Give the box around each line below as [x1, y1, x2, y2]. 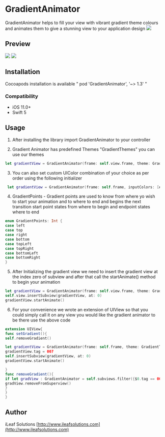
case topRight [5, 246, 34, 251]
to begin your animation [12, 279, 60, 285]
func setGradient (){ [5, 331, 48, 336]
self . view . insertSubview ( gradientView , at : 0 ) [5, 293, 102, 298]
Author [5, 408, 27, 416]
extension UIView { [5, 326, 43, 331]
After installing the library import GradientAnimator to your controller [12, 137, 151, 143]
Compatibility [5, 93, 38, 100]
